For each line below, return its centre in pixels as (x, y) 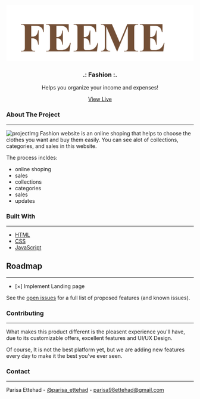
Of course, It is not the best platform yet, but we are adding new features (96, 349)
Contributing (25, 313)
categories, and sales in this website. (51, 146)
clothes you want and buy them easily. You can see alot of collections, (92, 140)
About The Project (33, 115)
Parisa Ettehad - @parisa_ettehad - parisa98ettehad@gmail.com (85, 390)
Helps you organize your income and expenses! (100, 88)
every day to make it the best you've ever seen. (64, 356)
